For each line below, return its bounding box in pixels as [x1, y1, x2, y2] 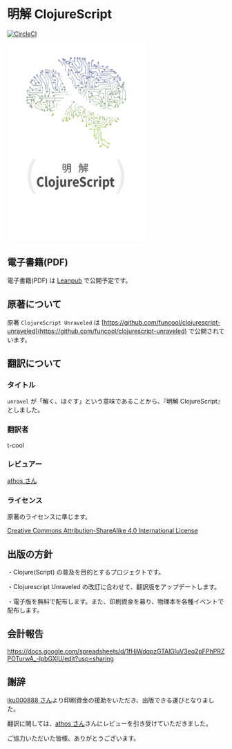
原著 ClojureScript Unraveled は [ [7, 318, 104, 326]
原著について [7, 298, 62, 310]
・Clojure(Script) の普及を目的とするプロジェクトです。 [7, 568, 165, 576]
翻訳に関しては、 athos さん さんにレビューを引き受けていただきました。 [7, 719, 212, 728]
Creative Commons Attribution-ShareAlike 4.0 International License [7, 527, 198, 535]
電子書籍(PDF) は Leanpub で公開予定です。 [7, 276, 132, 285]
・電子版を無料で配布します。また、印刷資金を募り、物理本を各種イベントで [7, 597, 224, 606]
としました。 [7, 406, 43, 414]
